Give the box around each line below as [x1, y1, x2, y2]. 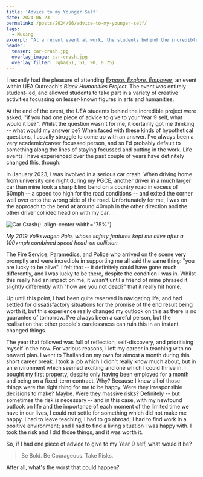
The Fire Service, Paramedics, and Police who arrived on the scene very [6, 251, 186, 258]
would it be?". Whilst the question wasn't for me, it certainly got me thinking [6, 120, 195, 127]
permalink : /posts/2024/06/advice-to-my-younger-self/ [6, 20, 147, 26]
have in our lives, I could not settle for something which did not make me [6, 409, 187, 416]
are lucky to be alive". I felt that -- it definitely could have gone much [6, 263, 177, 271]
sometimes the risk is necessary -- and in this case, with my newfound [6, 396, 182, 403]
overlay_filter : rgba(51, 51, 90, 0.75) [11, 59, 115, 65]
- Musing [11, 31, 34, 38]
